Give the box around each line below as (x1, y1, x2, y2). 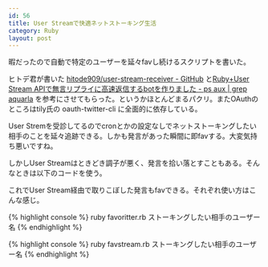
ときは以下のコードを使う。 (14, 168, 107, 178)
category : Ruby (8, 26, 59, 34)
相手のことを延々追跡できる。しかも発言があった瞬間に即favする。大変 (8, 131, 244, 141)
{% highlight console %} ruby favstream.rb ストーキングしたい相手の (8, 240, 237, 249)
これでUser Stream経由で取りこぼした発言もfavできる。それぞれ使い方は (8, 185, 250, 195)
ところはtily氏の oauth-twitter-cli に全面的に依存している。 (8, 104, 202, 114)
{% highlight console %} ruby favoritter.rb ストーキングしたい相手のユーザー (8, 212, 261, 222)
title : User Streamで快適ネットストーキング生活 (8, 19, 156, 27)
